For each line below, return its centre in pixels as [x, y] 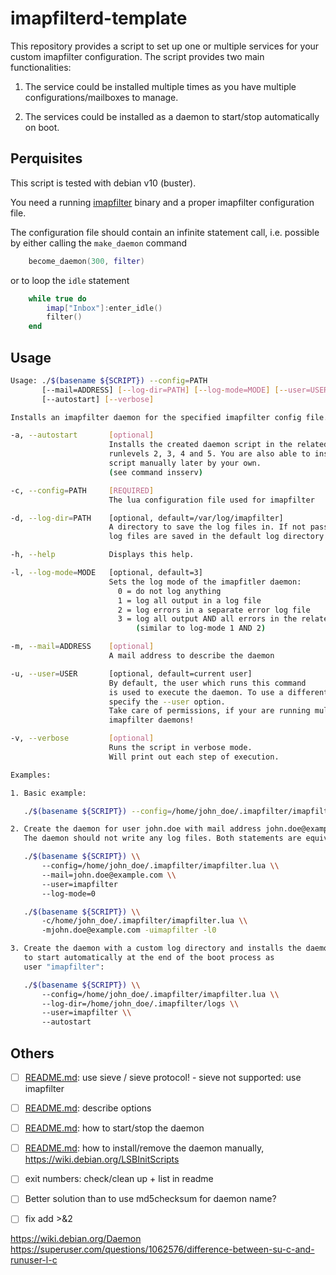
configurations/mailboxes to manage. [101, 97]
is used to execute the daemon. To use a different [218, 692]
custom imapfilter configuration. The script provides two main [137, 56]
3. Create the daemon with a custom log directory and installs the [156, 948]
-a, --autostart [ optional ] [82, 435]
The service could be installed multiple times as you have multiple [160, 86]
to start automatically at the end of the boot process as [149, 958]
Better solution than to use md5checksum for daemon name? [150, 1199]
